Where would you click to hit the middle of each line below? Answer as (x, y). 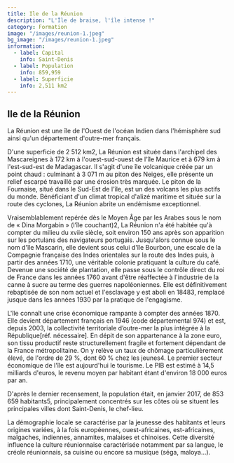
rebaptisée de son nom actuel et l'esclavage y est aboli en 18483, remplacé (116, 293)
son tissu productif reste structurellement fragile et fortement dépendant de (117, 343)
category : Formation (37, 27)
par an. (18, 380)
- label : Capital (39, 53)
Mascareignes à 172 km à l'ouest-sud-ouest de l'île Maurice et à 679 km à (114, 159)
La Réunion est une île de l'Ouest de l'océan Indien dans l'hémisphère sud (114, 131)
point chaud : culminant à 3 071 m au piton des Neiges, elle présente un (110, 174)
